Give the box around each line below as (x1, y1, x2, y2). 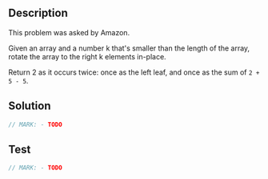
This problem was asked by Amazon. (8, 27, 130, 37)
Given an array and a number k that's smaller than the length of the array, (8, 43, 250, 53)
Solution (8, 100, 51, 113)
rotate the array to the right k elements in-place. (8, 51, 166, 61)
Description (8, 6, 68, 20)
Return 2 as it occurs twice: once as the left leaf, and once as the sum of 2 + (8, 67, 260, 77)
